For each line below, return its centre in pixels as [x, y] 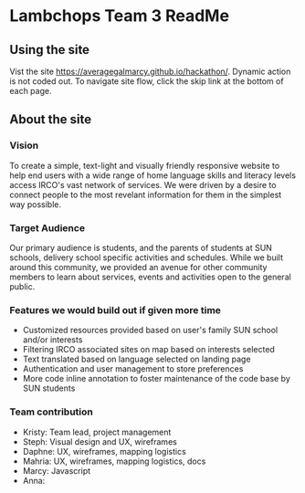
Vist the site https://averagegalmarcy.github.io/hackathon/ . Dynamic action [150, 71]
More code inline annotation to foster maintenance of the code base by [156, 379]
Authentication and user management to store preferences [133, 369]
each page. [31, 91]
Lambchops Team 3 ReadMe [120, 16]
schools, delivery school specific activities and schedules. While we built [147, 257]
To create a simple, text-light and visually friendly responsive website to [145, 165]
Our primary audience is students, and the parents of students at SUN [141, 247]
